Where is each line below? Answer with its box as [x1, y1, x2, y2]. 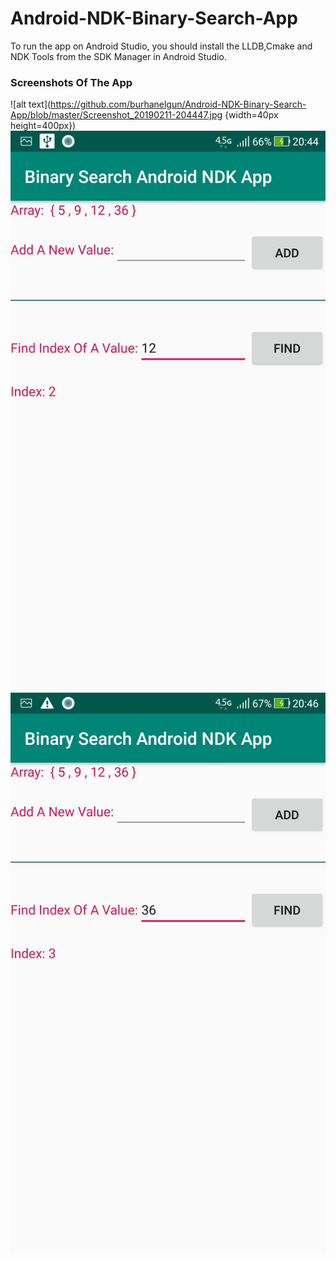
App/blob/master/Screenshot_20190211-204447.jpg [10, 109, 223, 121]
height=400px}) [10, 120, 77, 132]
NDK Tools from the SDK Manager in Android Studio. [10, 50, 227, 62]
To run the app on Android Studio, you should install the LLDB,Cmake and [10, 40, 313, 52]
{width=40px [224, 109, 279, 121]
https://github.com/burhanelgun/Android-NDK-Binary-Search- [50, 98, 307, 111]
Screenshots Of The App [10, 75, 133, 89]
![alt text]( [10, 98, 52, 111]
